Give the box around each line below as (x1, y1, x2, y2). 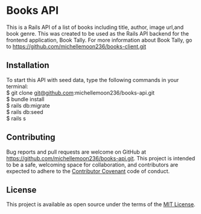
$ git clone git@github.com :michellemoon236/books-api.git (6, 89, 155, 96)
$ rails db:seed (6, 108, 43, 115)
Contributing (6, 132, 56, 142)
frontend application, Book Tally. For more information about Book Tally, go (6, 36, 193, 43)
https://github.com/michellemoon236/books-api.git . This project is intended (6, 154, 196, 162)
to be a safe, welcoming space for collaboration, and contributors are (6, 161, 179, 168)
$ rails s (6, 115, 26, 122)
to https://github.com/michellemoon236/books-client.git (6, 43, 147, 50)
